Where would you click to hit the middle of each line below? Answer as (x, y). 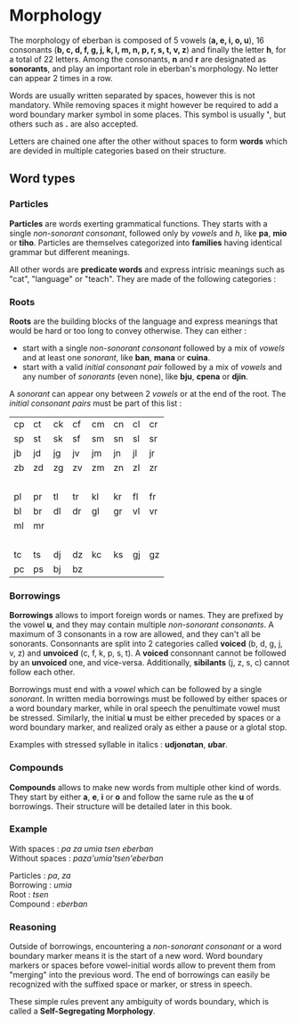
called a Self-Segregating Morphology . (82, 1011)
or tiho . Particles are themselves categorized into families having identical (145, 243)
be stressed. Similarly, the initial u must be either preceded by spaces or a (145, 718)
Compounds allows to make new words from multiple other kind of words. (145, 787)
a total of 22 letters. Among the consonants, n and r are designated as (138, 59)
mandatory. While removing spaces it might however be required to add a (144, 104)
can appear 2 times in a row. (61, 78)
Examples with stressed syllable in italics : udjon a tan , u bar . (119, 745)
